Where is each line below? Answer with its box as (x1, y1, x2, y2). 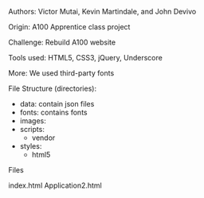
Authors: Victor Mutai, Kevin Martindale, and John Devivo (8, 7, 197, 16)
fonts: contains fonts (19, 107, 88, 117)
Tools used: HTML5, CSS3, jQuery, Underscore (8, 53, 163, 62)
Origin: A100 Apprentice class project (8, 22, 131, 31)
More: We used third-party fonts (8, 68, 115, 78)
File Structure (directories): (8, 83, 97, 93)
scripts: (19, 125, 45, 134)
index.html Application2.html (8, 181, 102, 190)
